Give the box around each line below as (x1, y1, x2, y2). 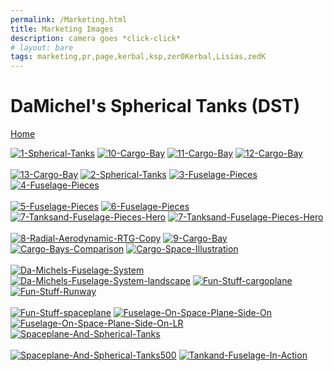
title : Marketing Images (10, 24, 114, 34)
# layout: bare (10, 42, 74, 53)
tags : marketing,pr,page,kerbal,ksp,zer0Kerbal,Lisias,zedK (10, 52, 267, 62)
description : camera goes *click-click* (10, 33, 182, 43)
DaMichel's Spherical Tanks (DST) (10, 95, 301, 118)
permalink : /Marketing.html (10, 14, 128, 25)
